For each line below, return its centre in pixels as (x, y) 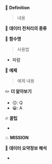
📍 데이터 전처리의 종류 (26, 28)
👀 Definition (17, 8)
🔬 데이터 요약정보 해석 (26, 148)
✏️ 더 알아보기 (18, 91)
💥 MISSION (17, 138)
